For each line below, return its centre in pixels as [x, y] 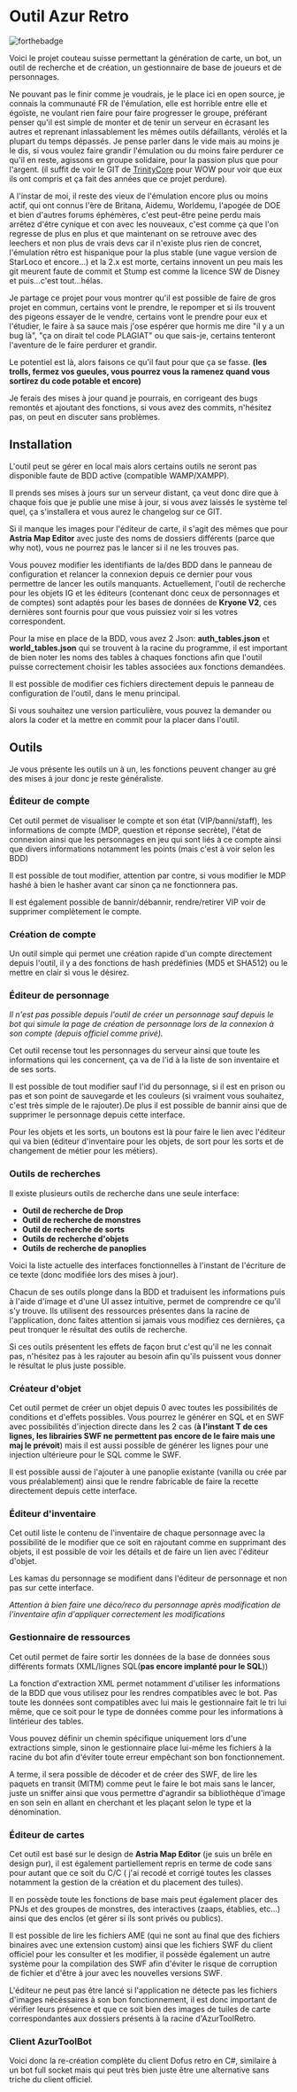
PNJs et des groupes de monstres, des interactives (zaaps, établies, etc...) [145, 1909]
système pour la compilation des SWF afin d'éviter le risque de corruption [143, 1964]
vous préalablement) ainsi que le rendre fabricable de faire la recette [134, 1482]
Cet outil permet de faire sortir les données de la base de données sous [140, 1656]
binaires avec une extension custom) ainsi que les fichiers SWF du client [141, 1944]
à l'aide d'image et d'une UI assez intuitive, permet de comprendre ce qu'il [145, 1301]
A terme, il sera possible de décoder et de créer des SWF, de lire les [133, 1774]
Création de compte [53, 934]
